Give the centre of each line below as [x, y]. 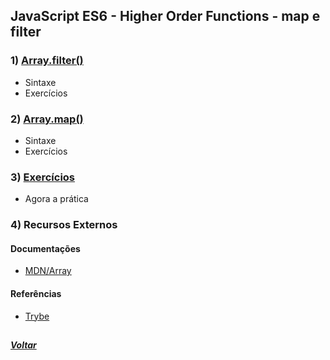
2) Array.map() [47, 119]
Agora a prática [56, 199]
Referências [36, 293]
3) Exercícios [43, 177]
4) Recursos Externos [64, 225]
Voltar [23, 345]
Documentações [45, 248]
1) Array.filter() [47, 61]
